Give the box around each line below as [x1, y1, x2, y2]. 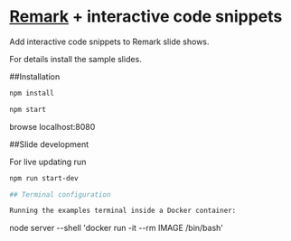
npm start [9, 105, 47, 114]
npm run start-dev [9, 173, 79, 182]
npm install [9, 88, 54, 97]
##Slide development [9, 138, 89, 150]
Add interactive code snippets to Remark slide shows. [9, 36, 210, 47]
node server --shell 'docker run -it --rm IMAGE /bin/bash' [9, 223, 224, 234]
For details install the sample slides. [9, 53, 142, 64]
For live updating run [9, 156, 87, 167]
